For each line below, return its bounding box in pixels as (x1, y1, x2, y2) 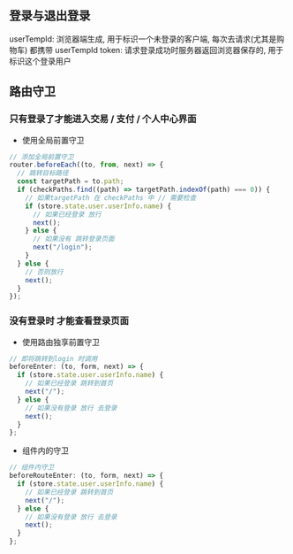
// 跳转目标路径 (17, 169, 69, 178)
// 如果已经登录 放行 (32, 210, 101, 219)
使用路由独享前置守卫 (21, 336, 100, 347)
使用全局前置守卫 (21, 135, 85, 145)
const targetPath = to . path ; (17, 177, 124, 186)
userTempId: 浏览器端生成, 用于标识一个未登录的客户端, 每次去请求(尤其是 (9, 34, 277, 44)
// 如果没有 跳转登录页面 (32, 235, 115, 243)
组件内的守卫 (21, 445, 69, 456)
